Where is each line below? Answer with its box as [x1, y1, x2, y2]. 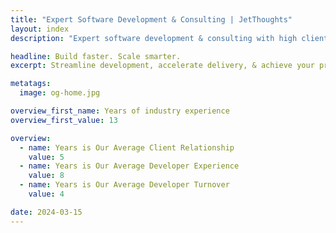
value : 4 [28, 189, 65, 199]
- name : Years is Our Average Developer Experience [19, 161, 240, 171]
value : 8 [28, 171, 65, 181]
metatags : [10, 79, 52, 89]
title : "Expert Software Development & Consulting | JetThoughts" [10, 14, 293, 25]
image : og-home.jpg [19, 88, 101, 98]
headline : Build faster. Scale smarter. [10, 51, 182, 61]
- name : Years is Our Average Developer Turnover [19, 180, 230, 190]
